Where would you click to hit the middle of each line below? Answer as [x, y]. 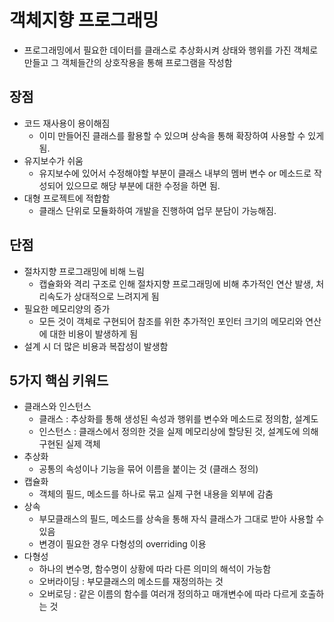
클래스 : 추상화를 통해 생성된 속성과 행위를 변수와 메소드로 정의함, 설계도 [178, 419]
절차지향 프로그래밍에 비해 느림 [84, 271]
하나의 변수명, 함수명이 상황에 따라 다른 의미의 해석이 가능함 [155, 569]
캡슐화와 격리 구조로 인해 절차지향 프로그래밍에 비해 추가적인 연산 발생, [176, 283]
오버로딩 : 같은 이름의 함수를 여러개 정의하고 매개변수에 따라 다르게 [168, 594]
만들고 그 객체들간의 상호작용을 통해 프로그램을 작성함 [128, 62]
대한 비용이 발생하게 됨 [94, 333]
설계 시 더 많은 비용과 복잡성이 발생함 [96, 346]
